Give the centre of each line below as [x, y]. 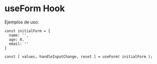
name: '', [19, 35]
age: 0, [17, 40]
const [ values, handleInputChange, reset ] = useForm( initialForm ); [78, 57]
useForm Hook [35, 9]
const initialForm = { [27, 31]
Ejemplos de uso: [22, 22]
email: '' [19, 44]
